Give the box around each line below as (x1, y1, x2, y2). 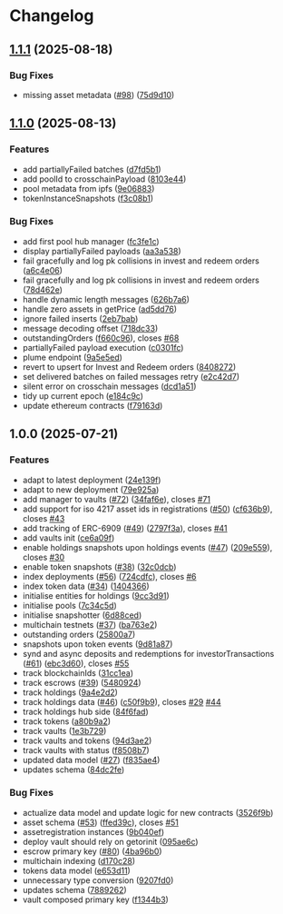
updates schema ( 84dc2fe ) (22, 764, 125, 775)
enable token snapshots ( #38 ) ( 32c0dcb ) (22, 561, 177, 572)
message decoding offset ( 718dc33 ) (22, 323, 159, 333)
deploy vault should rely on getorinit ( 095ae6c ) (22, 836, 199, 847)
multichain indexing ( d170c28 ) (22, 855, 136, 866)
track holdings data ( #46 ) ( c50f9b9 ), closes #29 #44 (22, 696, 221, 707)
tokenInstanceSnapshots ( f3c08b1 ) (22, 193, 154, 204)
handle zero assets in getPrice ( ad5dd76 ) (22, 303, 178, 314)
